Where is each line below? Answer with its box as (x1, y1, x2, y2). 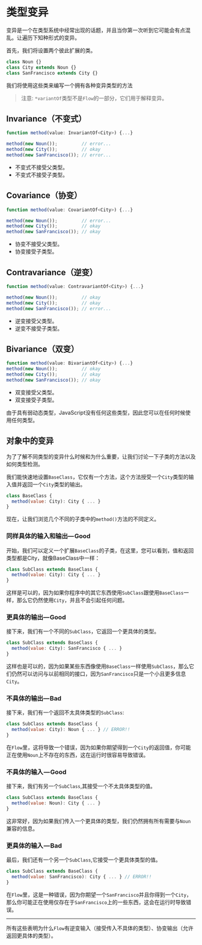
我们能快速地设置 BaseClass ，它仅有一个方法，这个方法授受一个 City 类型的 (6, 473, 189, 480)
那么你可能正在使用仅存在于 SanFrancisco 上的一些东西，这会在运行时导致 (6, 898, 186, 905)
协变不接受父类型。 (14, 240, 63, 248)
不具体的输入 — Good (6, 768, 67, 776)
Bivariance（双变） (6, 344, 79, 354)
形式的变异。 (47, 34, 80, 41)
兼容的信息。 (6, 825, 38, 832)
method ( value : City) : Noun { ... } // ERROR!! (11, 727, 130, 733)
